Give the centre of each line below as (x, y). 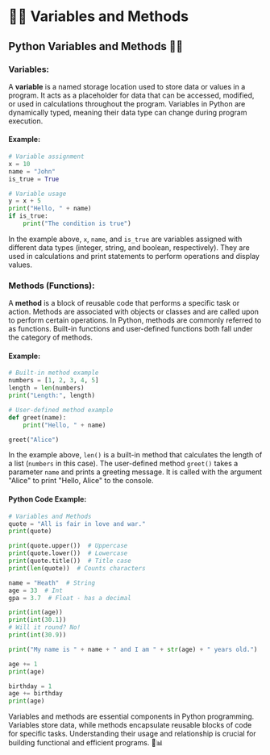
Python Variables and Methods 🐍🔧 (96, 46)
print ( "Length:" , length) (52, 396)
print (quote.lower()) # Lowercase (68, 553)
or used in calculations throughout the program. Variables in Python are (127, 103)
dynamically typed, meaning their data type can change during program (128, 112)
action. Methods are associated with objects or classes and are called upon (134, 312)
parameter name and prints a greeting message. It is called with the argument (135, 472)
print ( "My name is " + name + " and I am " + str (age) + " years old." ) (133, 649)
